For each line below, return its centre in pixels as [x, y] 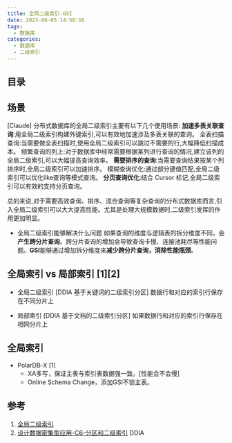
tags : [15, 26]
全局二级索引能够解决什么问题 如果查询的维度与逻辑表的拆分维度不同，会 [121, 233]
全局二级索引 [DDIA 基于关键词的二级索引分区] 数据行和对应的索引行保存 [120, 292]
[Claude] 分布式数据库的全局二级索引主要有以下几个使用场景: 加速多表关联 [113, 126]
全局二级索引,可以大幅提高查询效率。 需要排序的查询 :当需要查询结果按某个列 [116, 161]
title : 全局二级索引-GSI [40, 13]
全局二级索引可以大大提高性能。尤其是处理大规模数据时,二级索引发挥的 [114, 210]
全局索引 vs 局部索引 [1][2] [64, 274]
